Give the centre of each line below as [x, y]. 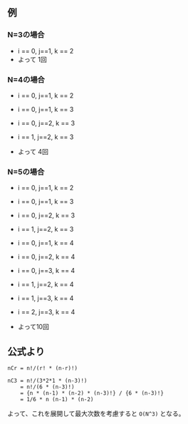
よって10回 [33, 327]
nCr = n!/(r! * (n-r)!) [43, 368]
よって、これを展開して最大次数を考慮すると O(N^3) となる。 [96, 414]
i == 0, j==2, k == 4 [46, 257]
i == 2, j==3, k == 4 [46, 312]
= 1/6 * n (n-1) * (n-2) [57, 400]
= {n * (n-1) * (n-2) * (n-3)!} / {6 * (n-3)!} [92, 393]
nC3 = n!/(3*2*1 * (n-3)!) [47, 381]
